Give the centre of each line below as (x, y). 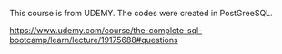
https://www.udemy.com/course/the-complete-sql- (106, 30)
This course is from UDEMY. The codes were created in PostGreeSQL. (141, 13)
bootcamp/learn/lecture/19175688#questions (94, 40)
